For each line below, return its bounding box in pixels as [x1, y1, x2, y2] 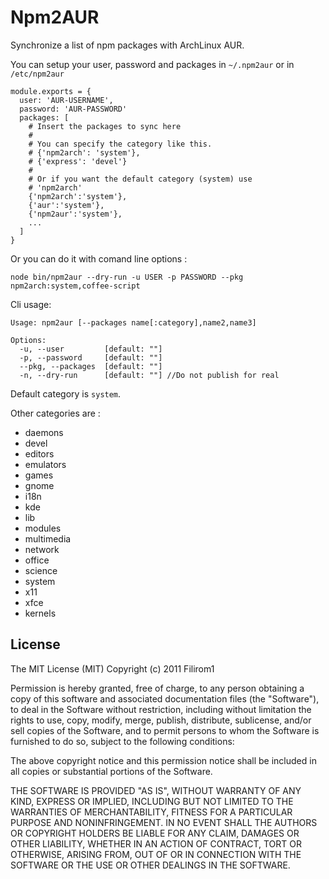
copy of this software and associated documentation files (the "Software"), [10, 692, 320, 705]
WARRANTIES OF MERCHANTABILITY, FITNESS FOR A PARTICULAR [10, 806, 293, 818]
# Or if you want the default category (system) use [28, 174, 253, 184]
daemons [24, 426, 64, 438]
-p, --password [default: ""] [19, 352, 163, 363]
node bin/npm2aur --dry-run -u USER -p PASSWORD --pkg [10, 272, 244, 282]
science [24, 564, 58, 576]
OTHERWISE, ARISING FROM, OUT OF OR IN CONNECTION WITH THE [10, 848, 302, 860]
